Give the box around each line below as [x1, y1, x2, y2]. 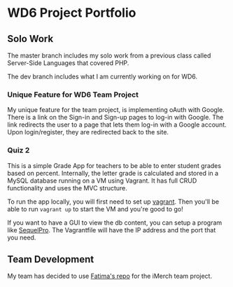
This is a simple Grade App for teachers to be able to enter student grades [7, 161, 222, 169]
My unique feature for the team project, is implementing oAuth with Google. [7, 106, 225, 114]
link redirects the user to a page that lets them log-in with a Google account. [7, 120, 227, 129]
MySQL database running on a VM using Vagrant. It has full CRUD [7, 176, 197, 185]
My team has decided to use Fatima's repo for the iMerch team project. [7, 272, 212, 281]
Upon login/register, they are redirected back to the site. [7, 128, 169, 136]
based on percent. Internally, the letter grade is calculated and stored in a [7, 169, 219, 177]
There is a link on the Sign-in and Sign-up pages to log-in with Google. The [7, 113, 224, 122]
